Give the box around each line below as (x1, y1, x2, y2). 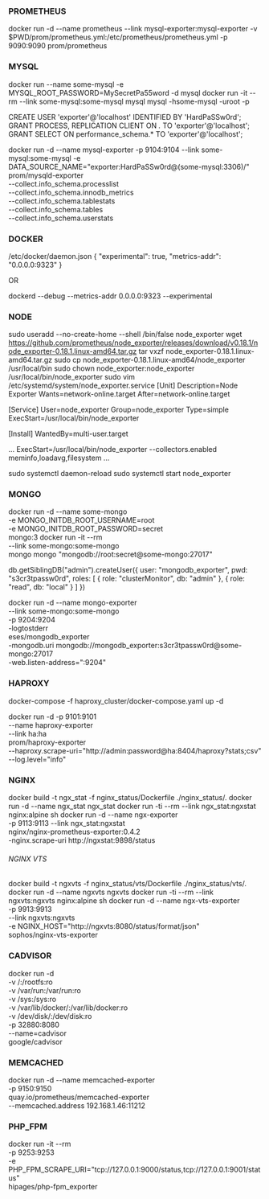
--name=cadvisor (8, 1028, 67, 1038)
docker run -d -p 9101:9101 (8, 712, 97, 721)
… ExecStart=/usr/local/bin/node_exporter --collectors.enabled (8, 445, 218, 454)
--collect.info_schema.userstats (8, 213, 114, 223)
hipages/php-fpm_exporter (8, 1182, 98, 1192)
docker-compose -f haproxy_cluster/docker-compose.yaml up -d (8, 696, 224, 705)
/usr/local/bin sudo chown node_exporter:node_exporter (8, 363, 195, 373)
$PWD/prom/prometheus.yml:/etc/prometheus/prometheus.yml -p (8, 32, 228, 42)
